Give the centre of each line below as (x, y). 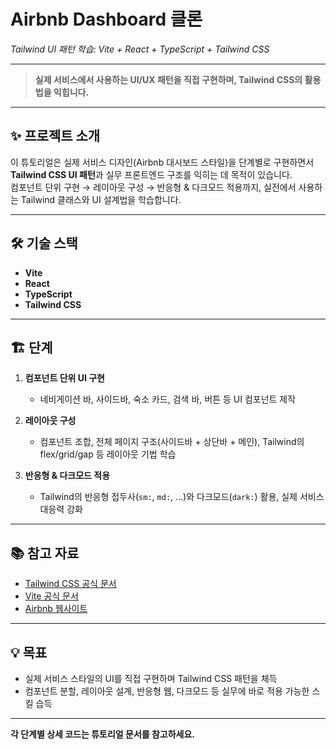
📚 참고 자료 (45, 553)
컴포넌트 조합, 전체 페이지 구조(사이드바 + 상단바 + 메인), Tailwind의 (172, 442)
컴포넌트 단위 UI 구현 (64, 378)
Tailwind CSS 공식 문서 (70, 584)
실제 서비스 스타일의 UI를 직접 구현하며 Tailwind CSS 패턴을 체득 (151, 678)
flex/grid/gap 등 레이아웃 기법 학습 (108, 454)
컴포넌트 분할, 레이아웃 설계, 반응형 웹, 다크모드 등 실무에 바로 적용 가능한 (167, 691)
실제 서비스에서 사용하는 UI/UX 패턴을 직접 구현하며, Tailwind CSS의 (168, 79)
